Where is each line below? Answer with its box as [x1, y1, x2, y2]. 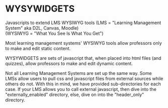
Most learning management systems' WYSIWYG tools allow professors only [5, 40, 162, 46]
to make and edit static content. [5, 45, 71, 51]
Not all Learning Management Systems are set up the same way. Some [5, 70, 152, 76]
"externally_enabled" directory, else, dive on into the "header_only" [5, 91, 144, 97]
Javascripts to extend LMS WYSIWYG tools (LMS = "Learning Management [5, 20, 161, 26]
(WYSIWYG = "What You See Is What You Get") [5, 30, 104, 36]
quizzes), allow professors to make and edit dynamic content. [5, 60, 133, 66]
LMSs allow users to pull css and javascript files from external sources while [5, 75, 163, 81]
